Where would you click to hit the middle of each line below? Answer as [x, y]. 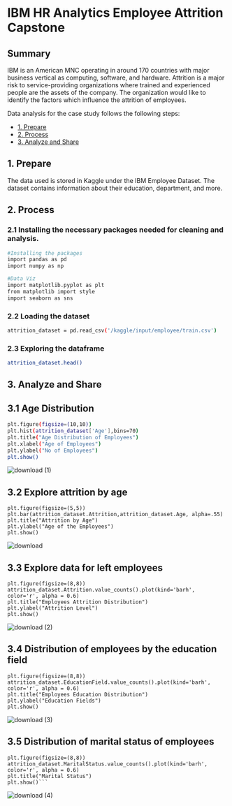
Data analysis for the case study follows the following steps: [94, 113]
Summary [29, 53]
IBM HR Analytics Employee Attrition [115, 13]
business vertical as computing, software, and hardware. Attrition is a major [116, 78]
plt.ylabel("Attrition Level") [53, 608]
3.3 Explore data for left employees [85, 567]
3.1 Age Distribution [51, 408]
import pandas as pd [37, 260]
